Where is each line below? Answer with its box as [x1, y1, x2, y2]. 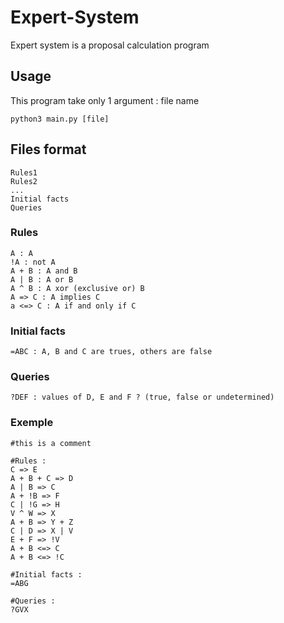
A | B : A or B [10, 274, 74, 285]
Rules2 [10, 176, 38, 186]
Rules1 [10, 167, 38, 178]
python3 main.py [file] [10, 114, 110, 124]
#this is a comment [10, 438, 92, 448]
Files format [10, 141, 87, 158]
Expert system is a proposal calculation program [10, 39, 210, 51]
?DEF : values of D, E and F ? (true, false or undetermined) [10, 392, 275, 403]
